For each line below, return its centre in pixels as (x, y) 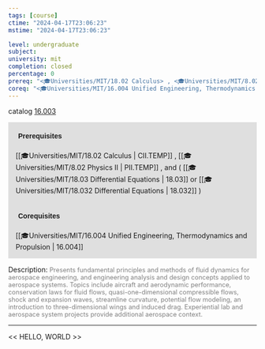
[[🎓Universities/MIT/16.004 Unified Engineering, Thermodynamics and (131, 235)
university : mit (35, 59)
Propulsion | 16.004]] (50, 246)
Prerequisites (40, 136)
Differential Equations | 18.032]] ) (148, 190)
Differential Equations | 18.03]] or (144, 179)
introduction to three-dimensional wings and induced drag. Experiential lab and (125, 307)
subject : (22, 52)
